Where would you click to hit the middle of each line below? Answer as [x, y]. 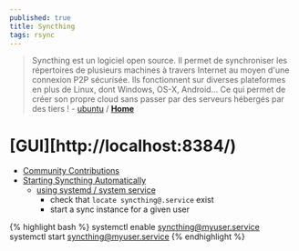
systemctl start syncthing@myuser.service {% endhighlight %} [128, 236]
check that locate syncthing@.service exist [132, 200]
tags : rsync [32, 35]
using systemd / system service [96, 190]
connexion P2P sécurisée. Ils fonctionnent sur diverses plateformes [159, 80]
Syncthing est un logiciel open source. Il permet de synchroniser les [160, 61]
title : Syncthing [42, 26]
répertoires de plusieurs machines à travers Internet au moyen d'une [160, 70]
